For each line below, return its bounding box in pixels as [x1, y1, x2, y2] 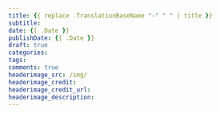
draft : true [8, 41, 48, 49]
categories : [8, 49, 48, 56]
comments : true [8, 64, 59, 72]
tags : [8, 56, 26, 64]
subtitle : [8, 19, 42, 27]
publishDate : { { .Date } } [8, 33, 94, 42]
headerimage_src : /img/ [8, 71, 88, 79]
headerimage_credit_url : [8, 85, 91, 94]
